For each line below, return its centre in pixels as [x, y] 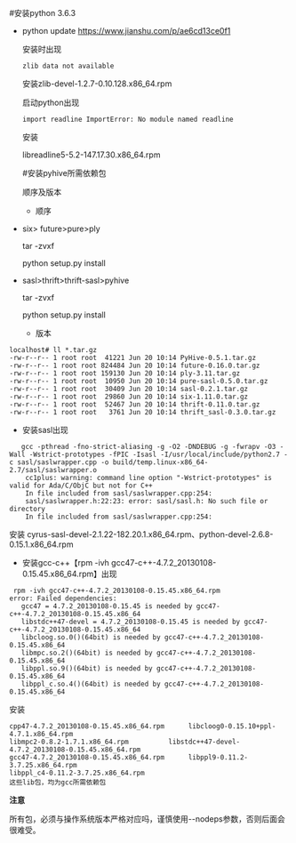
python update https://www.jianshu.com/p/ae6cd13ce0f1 [126, 31]
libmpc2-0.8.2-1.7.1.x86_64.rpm [69, 742]
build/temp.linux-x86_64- [160, 462]
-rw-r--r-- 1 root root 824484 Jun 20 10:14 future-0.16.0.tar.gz [135, 365]
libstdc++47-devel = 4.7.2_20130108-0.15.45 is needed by [131, 622]
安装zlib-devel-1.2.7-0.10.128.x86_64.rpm [97, 84]
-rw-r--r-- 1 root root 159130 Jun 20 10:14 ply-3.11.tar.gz [125, 373]
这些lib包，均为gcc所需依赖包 [58, 783]
